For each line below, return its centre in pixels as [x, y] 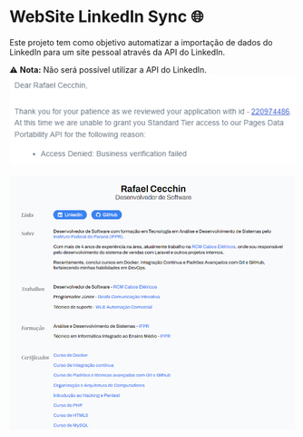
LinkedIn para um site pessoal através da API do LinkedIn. [117, 52]
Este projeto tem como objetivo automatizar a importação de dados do [141, 42]
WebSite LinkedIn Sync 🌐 [107, 17]
